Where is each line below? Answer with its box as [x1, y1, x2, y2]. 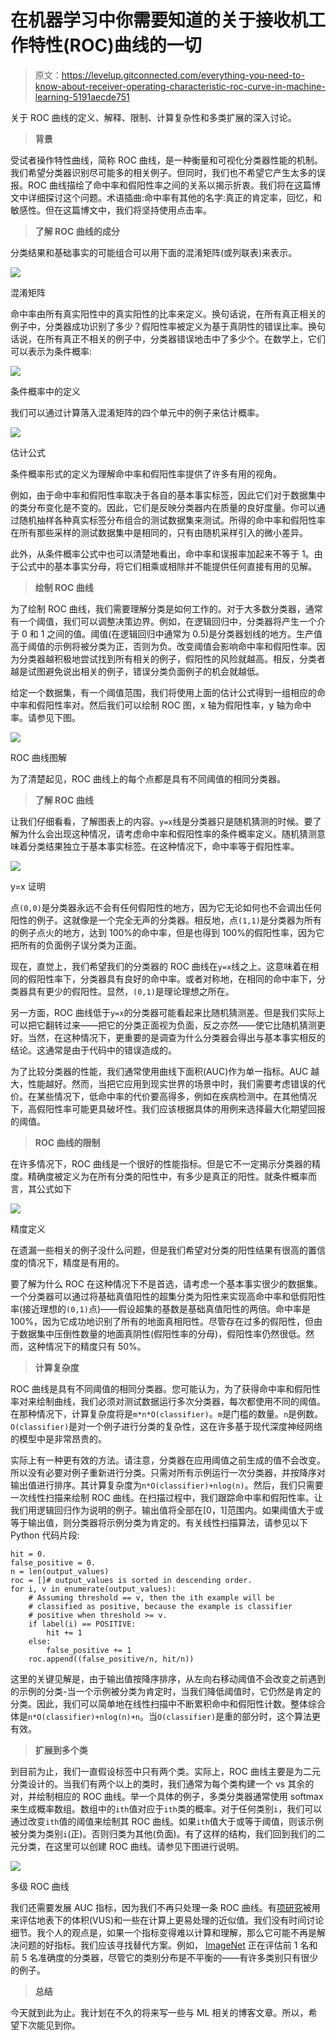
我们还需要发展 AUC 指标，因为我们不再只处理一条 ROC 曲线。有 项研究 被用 [10, 1901, 321, 1913]
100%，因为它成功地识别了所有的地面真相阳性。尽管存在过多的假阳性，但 [10, 1315, 315, 1327]
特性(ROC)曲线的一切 [28, 34, 202, 57]
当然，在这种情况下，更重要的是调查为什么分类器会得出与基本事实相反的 [27, 1031, 326, 1043]
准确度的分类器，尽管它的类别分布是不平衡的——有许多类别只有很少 [38, 1951, 319, 1963]
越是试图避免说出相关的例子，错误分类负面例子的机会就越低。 [10, 665, 265, 677]
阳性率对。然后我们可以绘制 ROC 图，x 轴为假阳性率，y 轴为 [44, 699, 295, 711]
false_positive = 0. [10, 1557, 97, 1568]
